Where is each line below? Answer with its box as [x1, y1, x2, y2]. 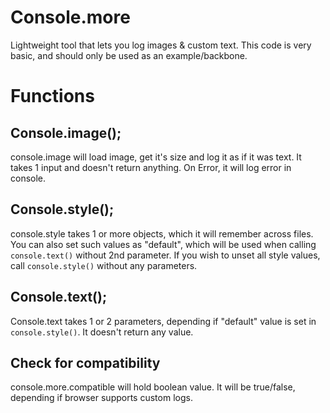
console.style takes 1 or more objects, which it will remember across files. [10, 227, 314, 240]
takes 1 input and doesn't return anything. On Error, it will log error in [10, 161, 292, 173]
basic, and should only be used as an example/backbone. [10, 49, 248, 61]
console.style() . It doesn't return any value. [10, 326, 194, 338]
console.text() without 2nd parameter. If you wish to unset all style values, [10, 249, 321, 261]
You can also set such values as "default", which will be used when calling [10, 238, 317, 250]
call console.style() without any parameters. [10, 259, 198, 271]
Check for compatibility [10, 354, 161, 371]
